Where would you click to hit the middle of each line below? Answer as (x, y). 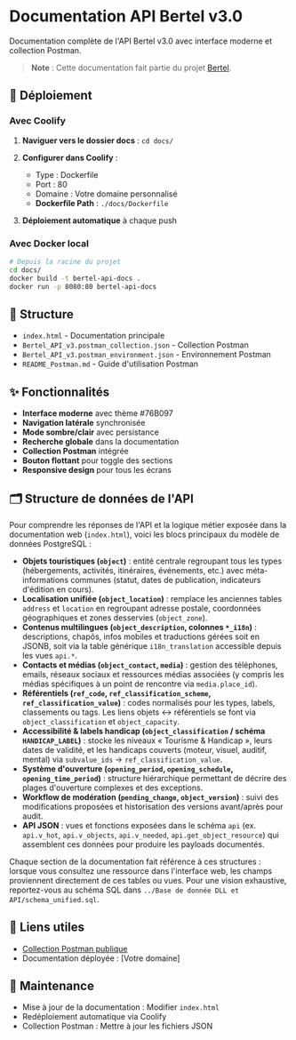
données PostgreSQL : (50, 543)
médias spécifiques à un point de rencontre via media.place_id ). (140, 684)
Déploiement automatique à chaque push (100, 220)
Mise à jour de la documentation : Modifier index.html (120, 1007)
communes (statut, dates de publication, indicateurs (166, 580)
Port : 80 (52, 184)
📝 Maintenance (52, 986)
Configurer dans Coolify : (70, 157)
